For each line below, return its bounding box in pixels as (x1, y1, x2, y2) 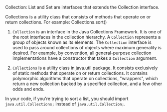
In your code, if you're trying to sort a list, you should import (5, 96, 129, 102)
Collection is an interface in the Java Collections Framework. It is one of (12, 29, 162, 34)
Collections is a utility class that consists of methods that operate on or (5, 14, 151, 19)
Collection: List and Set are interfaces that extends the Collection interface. (5, 4, 160, 10)
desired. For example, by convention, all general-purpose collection (12, 50, 152, 56)
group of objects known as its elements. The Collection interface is (12, 39, 152, 45)
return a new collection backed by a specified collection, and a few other (12, 81, 163, 87)
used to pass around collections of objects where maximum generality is (12, 45, 162, 50)
